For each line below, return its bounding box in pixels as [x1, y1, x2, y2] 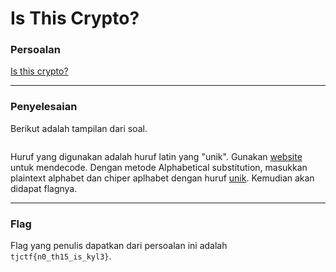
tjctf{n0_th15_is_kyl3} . [10, 250, 112, 262]
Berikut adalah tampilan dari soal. [10, 122, 148, 134]
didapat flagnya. [10, 182, 78, 194]
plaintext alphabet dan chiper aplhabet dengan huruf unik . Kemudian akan [10, 172, 315, 184]
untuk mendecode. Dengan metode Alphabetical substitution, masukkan [10, 161, 308, 173]
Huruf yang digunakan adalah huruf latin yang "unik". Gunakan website [10, 150, 303, 162]
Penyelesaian [10, 100, 78, 114]
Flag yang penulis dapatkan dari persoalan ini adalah [10, 240, 228, 252]
